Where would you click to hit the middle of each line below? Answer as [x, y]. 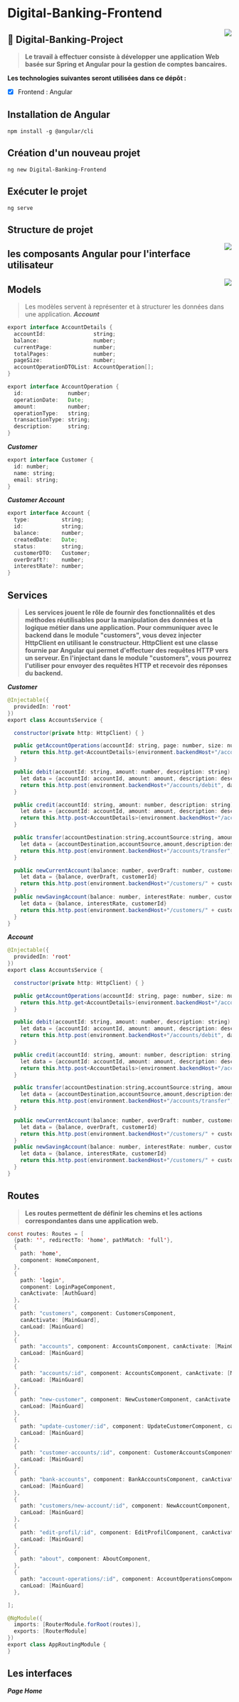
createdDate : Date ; [46, 540]
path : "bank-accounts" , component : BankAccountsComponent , [110, 1479]
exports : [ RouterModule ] [51, 1631]
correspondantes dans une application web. [91, 1221]
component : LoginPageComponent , [68, 1287]
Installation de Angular [59, 115]
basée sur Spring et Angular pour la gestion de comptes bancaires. [126, 64]
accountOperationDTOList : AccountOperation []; [84, 367]
